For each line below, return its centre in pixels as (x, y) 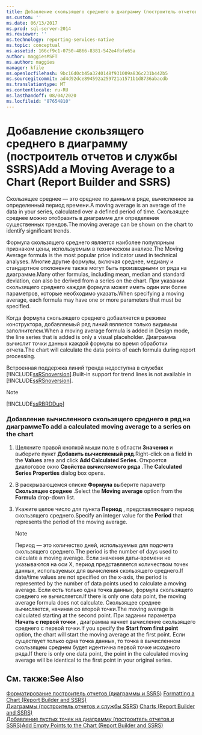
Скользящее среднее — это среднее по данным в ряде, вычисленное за (100, 198)
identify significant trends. (38, 230)
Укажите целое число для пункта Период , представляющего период (104, 509)
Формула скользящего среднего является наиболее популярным (90, 242)
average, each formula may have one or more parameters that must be (94, 300)
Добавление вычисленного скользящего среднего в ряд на (98, 419)
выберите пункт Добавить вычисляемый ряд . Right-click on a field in (103, 454)
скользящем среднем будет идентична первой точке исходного (97, 647)
